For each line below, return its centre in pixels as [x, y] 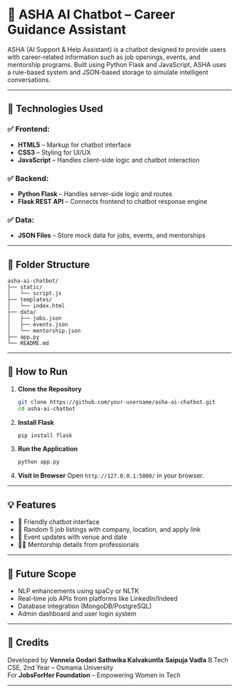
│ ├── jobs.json [34, 319]
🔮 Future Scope [42, 574]
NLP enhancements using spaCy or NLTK [78, 590]
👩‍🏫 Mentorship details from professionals [78, 545]
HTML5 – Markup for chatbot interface [74, 145]
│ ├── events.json [38, 325]
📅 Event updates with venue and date [72, 537]
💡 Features [32, 504]
